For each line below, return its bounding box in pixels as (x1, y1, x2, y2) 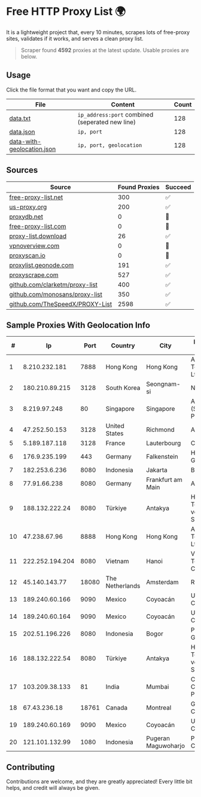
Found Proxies (117, 183, 160, 191)
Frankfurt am (146, 476, 182, 484)
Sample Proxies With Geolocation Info (6, 320, 151, 330)
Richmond (146, 426, 175, 434)
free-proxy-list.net (9, 193, 63, 201)
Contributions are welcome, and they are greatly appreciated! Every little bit (6, 778, 193, 785)
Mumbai (146, 683, 169, 691)
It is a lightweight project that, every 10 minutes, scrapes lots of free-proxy (6, 28, 190, 36)
